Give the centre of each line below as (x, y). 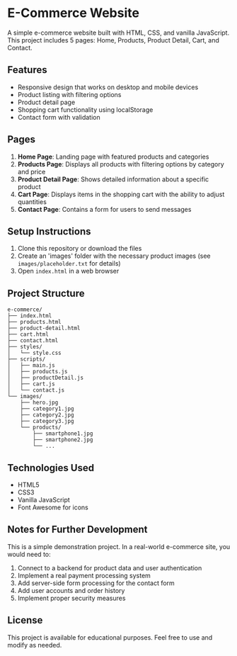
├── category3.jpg (47, 422)
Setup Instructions (49, 231)
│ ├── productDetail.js (45, 378)
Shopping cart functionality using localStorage (85, 109)
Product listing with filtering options (69, 94)
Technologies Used (51, 468)
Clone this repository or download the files (80, 249)
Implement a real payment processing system (84, 575)
